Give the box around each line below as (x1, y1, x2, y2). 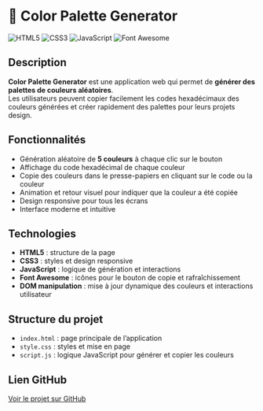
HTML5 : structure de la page (19, 248, 115, 257)
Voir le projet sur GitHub (8, 394, 86, 403)
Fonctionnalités (8, 133, 86, 146)
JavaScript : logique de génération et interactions (19, 265, 181, 274)
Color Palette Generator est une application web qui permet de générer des (8, 76, 255, 86)
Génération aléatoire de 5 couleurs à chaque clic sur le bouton (19, 154, 223, 164)
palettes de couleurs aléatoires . (8, 85, 114, 94)
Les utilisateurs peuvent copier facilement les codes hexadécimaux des (8, 94, 239, 103)
